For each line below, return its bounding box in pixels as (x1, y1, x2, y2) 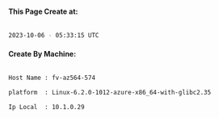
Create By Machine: (8, 48, 77, 58)
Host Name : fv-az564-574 (8, 74, 95, 82)
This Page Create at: (8, 6, 78, 16)
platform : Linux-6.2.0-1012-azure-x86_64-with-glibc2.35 (8, 89, 212, 97)
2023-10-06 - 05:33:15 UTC (8, 32, 99, 40)
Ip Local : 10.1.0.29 (8, 103, 85, 112)
